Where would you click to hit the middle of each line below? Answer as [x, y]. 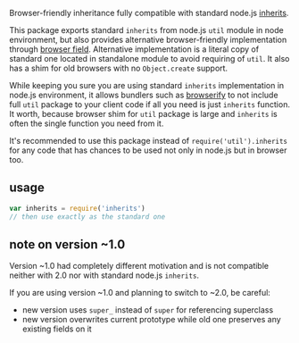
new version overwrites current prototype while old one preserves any [151, 320]
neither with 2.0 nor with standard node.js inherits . [104, 275]
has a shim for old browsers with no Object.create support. [119, 68]
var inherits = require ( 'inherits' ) [77, 208]
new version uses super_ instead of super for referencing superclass [148, 310]
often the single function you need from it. [87, 123]
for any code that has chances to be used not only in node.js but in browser [148, 150]
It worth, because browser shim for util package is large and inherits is [144, 114]
